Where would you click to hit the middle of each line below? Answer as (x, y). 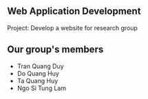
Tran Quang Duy (40, 66)
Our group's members (55, 50)
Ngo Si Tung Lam (42, 88)
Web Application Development (74, 11)
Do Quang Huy (38, 73)
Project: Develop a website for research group (72, 27)
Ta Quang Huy (38, 80)
